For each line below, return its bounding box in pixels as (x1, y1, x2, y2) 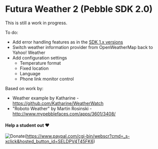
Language (19, 70, 41, 76)
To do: (5, 29, 18, 35)
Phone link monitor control (19, 76, 74, 82)
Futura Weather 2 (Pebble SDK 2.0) (5, 3, 153, 15)
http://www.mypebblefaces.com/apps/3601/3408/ (12, 110, 116, 117)
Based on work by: (5, 85, 44, 91)
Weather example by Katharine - (12, 95, 79, 101)
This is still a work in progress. (5, 20, 68, 26)
